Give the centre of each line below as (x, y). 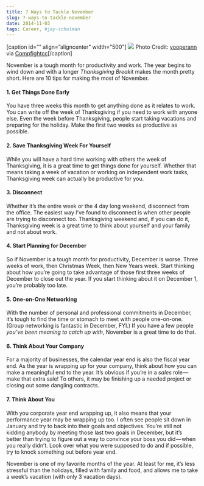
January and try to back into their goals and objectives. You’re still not (94, 426)
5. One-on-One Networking (42, 299)
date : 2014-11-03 (28, 23)
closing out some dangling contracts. (53, 386)
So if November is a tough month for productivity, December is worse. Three (102, 259)
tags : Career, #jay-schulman (43, 29)
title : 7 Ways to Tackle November (50, 12)
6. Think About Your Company (45, 346)
